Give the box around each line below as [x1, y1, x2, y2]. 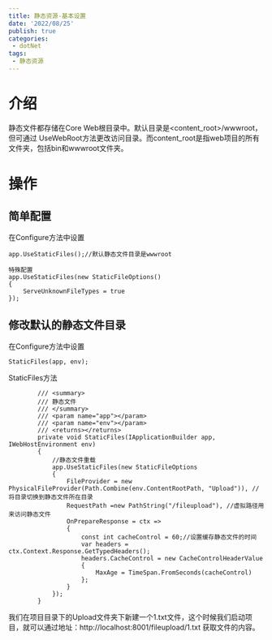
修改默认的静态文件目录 [8, 318, 126, 333]
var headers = [80, 540, 129, 548]
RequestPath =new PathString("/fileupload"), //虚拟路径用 [66, 501, 265, 509]
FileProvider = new [66, 477, 132, 485]
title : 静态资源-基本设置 [8, 11, 87, 20]
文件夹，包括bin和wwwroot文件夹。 [8, 143, 128, 152]
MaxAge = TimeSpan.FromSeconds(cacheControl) [95, 569, 253, 577]
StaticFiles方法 [8, 372, 58, 382]
